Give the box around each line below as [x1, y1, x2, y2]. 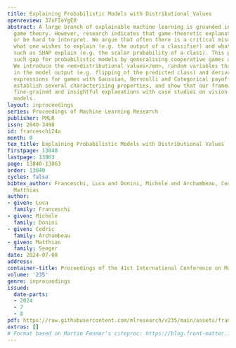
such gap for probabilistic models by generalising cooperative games [13, 56, 225, 63]
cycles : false [7, 173, 49, 180]
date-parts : [13, 290, 49, 298]
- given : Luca [7, 199, 49, 207]
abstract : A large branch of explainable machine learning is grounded [7, 23, 221, 30]
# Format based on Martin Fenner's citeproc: [7, 330, 143, 337]
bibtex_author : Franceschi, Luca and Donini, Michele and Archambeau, [7, 180, 218, 187]
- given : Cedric [7, 225, 55, 232]
